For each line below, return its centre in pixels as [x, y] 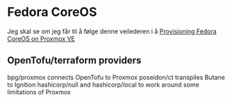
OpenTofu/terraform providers [74, 61]
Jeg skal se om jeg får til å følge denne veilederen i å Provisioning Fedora [112, 31]
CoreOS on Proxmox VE [41, 38]
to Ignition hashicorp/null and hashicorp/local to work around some [103, 85]
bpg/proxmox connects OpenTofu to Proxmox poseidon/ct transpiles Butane [116, 77]
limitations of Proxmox [39, 92]
